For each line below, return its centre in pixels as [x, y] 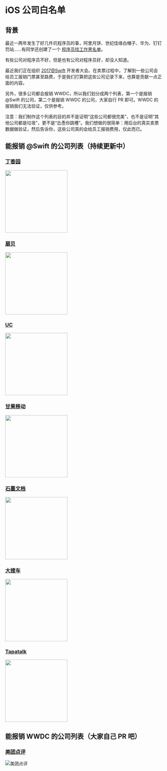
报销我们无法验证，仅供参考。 [36, 106]
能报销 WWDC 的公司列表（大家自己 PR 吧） [73, 736]
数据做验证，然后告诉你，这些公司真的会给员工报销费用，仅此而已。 [75, 129]
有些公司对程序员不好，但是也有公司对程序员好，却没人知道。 [68, 60]
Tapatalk [16, 652]
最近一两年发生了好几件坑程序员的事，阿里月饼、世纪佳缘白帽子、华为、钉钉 [83, 43]
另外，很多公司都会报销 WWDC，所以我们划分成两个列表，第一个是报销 [79, 93]
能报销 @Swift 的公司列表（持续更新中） [67, 146]
